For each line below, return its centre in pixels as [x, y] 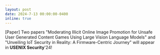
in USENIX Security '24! [29, 48]
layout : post [18, 9]
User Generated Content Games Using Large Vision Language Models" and [80, 37]
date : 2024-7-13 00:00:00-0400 [37, 14]
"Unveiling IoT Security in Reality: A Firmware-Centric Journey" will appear [80, 42]
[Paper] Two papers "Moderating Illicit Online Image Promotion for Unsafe [79, 32]
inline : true [18, 18]
